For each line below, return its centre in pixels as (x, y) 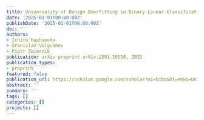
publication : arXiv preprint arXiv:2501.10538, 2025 (74, 57)
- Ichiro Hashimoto (31, 40)
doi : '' (16, 29)
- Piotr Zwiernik (28, 52)
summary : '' (21, 91)
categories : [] (25, 102)
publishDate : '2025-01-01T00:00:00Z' (54, 23)
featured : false (27, 74)
